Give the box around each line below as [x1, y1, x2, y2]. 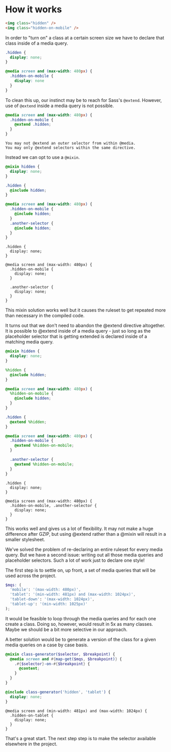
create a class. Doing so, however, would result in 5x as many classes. [5, 621, 153, 627]
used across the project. [5, 573, 57, 579]
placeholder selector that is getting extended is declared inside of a [5, 333, 147, 339]
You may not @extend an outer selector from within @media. [5, 141, 136, 146]
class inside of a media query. [5, 40, 68, 46]
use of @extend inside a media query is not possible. [5, 103, 114, 109]
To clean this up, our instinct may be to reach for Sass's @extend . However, [5, 97, 162, 103]
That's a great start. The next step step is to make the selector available [5, 735, 156, 741]
